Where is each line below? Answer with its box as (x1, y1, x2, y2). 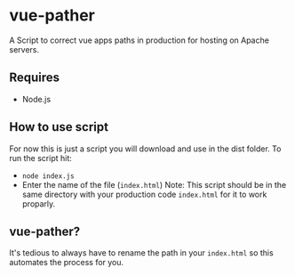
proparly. (21, 198, 56, 209)
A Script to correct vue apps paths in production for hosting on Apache (9, 35, 269, 45)
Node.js (21, 93, 52, 104)
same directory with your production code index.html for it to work (21, 189, 267, 199)
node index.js (21, 171, 75, 181)
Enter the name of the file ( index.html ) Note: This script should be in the (21, 179, 287, 190)
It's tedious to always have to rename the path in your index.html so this (9, 248, 274, 258)
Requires (9, 70, 60, 85)
